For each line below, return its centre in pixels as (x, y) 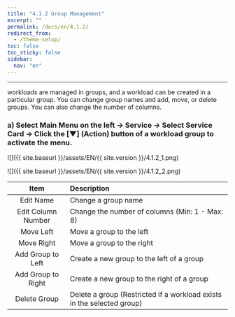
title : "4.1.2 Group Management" (56, 14)
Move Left (37, 231)
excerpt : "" (24, 20)
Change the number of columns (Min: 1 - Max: (147, 212)
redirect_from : (29, 33)
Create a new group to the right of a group (139, 279)
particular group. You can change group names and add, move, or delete (112, 99)
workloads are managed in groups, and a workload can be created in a (109, 92)
